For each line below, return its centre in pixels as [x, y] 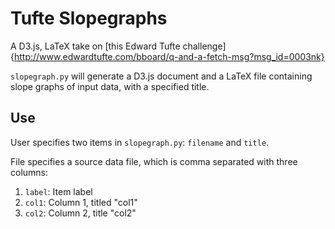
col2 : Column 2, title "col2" [80, 213]
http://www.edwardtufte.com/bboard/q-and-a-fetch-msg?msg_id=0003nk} [169, 56]
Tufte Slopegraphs [89, 18]
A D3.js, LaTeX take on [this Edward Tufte [95, 46]
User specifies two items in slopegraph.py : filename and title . [140, 142]
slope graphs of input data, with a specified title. [110, 86]
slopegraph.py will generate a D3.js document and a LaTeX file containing [161, 76]
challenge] [204, 46]
